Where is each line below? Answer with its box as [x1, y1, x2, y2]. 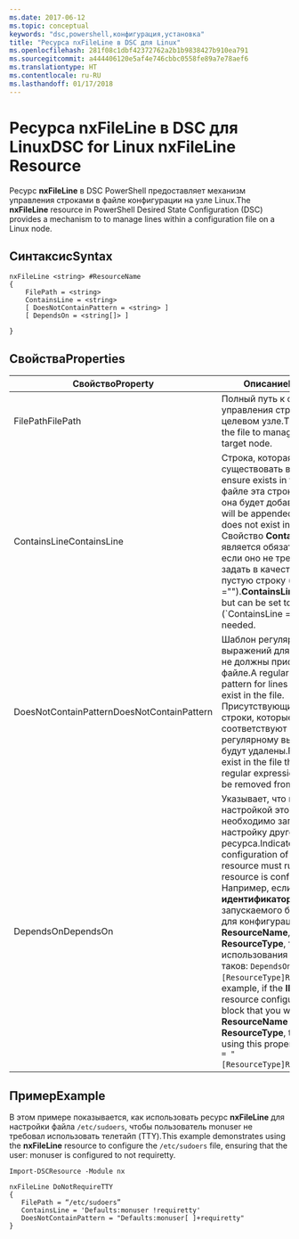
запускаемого [221, 904, 283, 916]
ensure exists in [221, 474, 287, 487]
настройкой [221, 804, 273, 816]
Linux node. [9, 223, 53, 234]
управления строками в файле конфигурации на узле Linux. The [9, 194, 251, 205]
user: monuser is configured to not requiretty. [9, 1150, 176, 1160]
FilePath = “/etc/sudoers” [20, 1198, 122, 1207]
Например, [221, 882, 270, 894]
